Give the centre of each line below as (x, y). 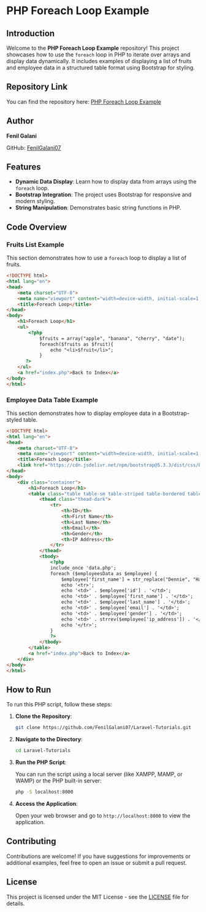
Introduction (31, 33)
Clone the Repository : (44, 716)
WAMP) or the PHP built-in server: (59, 781)
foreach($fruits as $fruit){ (76, 344)
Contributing (31, 841)
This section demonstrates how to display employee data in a (84, 413)
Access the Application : (46, 803)
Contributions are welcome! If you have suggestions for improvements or (99, 856)
